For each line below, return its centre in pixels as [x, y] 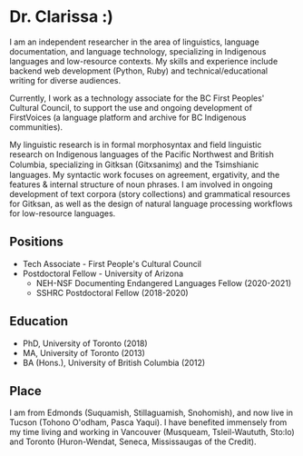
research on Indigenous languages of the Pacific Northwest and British [142, 154]
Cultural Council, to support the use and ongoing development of [131, 107]
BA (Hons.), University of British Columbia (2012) [114, 362]
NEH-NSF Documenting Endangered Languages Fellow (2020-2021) [164, 283]
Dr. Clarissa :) [61, 17]
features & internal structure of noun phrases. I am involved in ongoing [141, 184]
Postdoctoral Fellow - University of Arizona [103, 273]
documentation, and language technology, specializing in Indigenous [138, 51]
